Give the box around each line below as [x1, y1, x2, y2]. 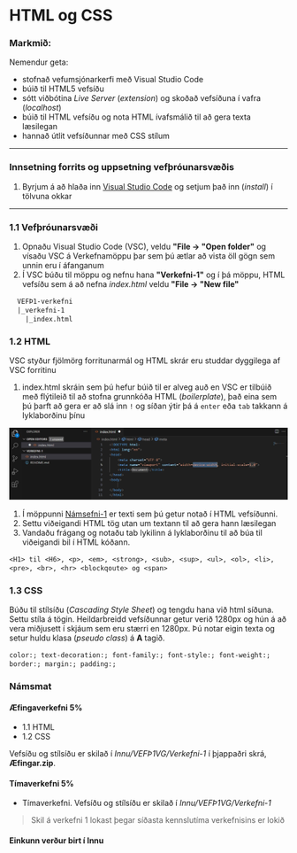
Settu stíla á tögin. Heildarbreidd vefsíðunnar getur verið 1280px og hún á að [9, 614, 287, 624]
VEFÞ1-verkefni [17, 298, 73, 306]
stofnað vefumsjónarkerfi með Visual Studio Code [21, 74, 204, 85]
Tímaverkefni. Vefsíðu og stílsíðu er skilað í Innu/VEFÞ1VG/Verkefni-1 [21, 798, 271, 809]
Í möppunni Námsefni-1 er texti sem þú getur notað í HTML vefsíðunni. [21, 508, 278, 519]
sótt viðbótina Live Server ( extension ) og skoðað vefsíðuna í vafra [21, 93, 262, 104]
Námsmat [9, 680, 52, 693]
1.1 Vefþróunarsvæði [9, 221, 99, 233]
